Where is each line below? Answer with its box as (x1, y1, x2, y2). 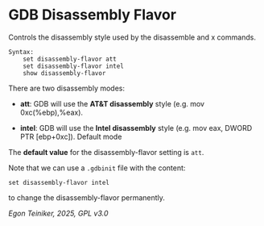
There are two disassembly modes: (8, 83, 126, 93)
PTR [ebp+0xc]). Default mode (19, 132, 122, 141)
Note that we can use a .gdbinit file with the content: (8, 163, 186, 173)
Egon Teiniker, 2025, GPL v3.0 (8, 208, 109, 218)
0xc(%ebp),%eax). (19, 107, 83, 117)
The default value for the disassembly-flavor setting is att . (8, 147, 204, 157)
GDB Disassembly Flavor (8, 6, 177, 24)
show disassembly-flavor (23, 69, 106, 77)
